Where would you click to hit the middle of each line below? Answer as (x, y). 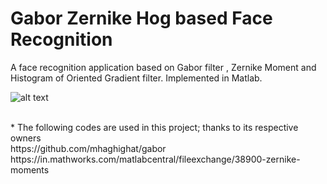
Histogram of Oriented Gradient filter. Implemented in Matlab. (136, 78)
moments (30, 169)
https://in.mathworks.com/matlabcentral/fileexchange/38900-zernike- (155, 159)
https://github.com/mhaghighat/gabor (88, 148)
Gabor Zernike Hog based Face (141, 18)
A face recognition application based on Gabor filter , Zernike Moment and (163, 67)
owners (26, 138)
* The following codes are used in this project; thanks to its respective (154, 127)
